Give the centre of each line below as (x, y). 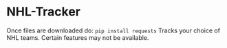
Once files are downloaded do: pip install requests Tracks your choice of (113, 30)
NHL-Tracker (43, 12)
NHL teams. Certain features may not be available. (78, 37)
